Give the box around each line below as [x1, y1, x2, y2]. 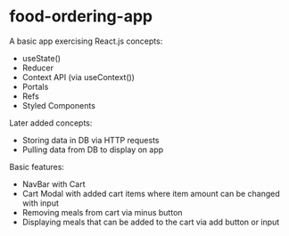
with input [21, 198, 60, 208]
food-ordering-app [9, 6, 153, 27]
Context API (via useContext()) [21, 71, 136, 82]
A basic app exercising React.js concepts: [9, 36, 163, 46]
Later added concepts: [9, 118, 93, 128]
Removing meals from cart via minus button [21, 207, 183, 217]
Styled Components [21, 100, 96, 110]
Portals [21, 81, 49, 92]
